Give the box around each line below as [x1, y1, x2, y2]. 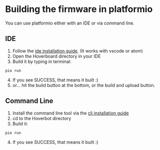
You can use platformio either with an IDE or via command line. [5, 20, 134, 26]
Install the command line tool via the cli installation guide [12, 110, 129, 116]
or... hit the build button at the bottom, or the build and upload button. [12, 82, 155, 88]
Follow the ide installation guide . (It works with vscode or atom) [12, 47, 143, 53]
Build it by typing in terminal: [12, 58, 71, 64]
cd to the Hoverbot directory [12, 115, 71, 121]
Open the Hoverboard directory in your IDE [12, 53, 101, 59]
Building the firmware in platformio [5, 3, 153, 15]
